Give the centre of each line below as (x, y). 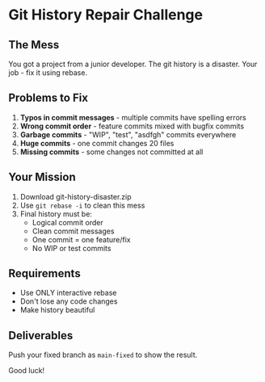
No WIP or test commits (72, 248)
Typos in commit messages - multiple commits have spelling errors (133, 117)
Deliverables (41, 336)
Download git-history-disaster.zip (76, 196)
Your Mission (42, 177)
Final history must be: (56, 214)
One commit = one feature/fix (81, 239)
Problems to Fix (48, 98)
